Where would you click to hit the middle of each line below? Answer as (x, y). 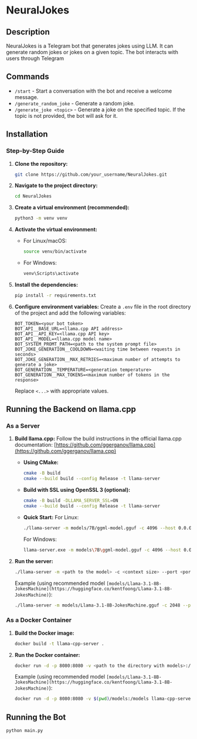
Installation (27, 134)
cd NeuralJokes (33, 196)
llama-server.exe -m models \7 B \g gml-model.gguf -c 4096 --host (102, 550)
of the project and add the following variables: (70, 313)
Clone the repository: (41, 164)
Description (28, 32)
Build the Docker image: (44, 633)
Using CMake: (41, 462)
